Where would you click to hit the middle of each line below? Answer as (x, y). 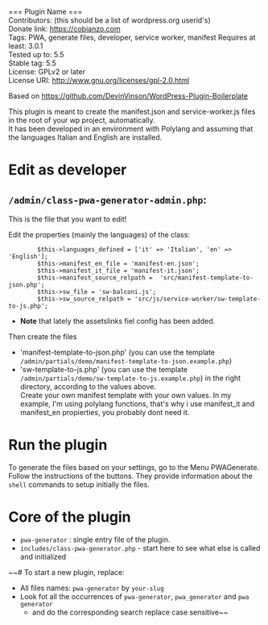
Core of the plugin (70, 517)
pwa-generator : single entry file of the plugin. (95, 539)
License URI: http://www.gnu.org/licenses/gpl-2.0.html (99, 80)
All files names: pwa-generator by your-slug (92, 588)
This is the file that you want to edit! (68, 219)
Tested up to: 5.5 (36, 55)
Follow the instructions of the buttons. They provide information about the (131, 476)
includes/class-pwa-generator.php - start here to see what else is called (140, 547)
